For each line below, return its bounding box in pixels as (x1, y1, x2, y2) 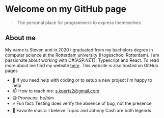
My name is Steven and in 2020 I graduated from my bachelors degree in (5, 47, 153, 52)
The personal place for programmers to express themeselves (17, 20, 141, 25)
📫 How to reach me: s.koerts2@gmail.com (12, 88, 100, 94)
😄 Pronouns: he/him (12, 94, 54, 101)
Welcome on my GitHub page (5, 3, 127, 15)
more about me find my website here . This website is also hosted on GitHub (5, 62, 159, 68)
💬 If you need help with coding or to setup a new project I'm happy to (12, 77, 152, 83)
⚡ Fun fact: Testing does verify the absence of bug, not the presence (12, 100, 152, 106)
